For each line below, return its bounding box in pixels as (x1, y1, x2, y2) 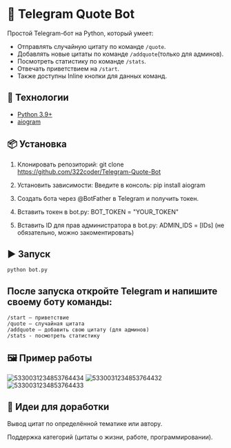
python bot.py (7, 266, 48, 273)
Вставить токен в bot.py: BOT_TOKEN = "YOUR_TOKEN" (17, 207, 179, 216)
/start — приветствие (7, 314, 70, 322)
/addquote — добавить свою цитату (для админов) (7, 327, 150, 333)
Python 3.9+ (17, 110, 53, 118)
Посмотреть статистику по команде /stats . (17, 57, 147, 65)
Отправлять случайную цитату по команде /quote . (17, 42, 166, 50)
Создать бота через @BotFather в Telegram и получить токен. (17, 194, 199, 202)
